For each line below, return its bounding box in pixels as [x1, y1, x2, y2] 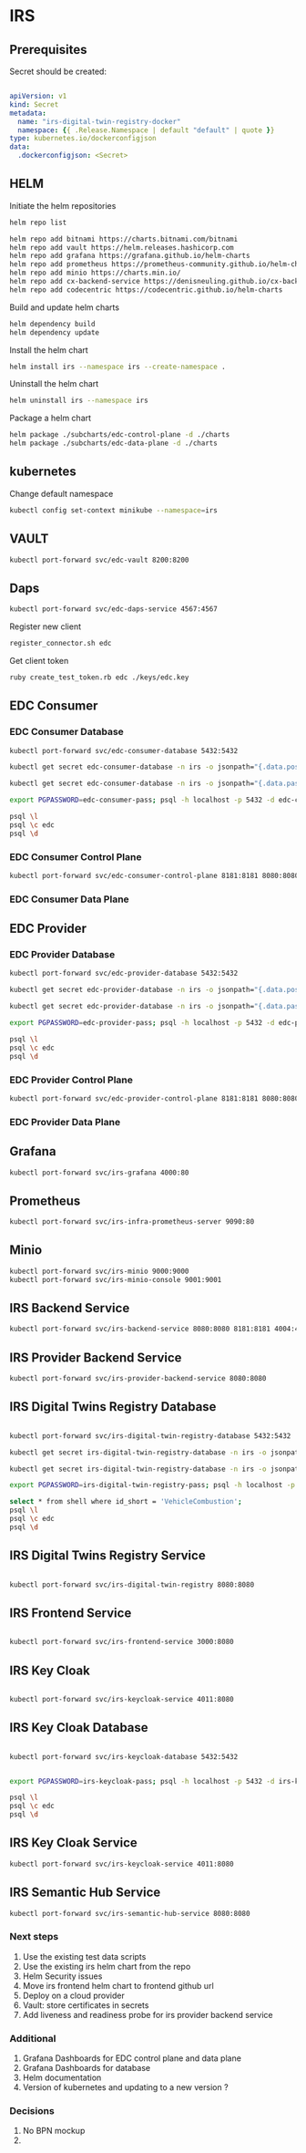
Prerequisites [9, 42, 87, 57]
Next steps [9, 1930, 59, 1943]
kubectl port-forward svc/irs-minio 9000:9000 [9, 1267, 189, 1276]
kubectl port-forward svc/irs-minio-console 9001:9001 [9, 1275, 222, 1284]
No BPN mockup [22, 2126, 86, 2137]
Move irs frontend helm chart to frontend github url [22, 1980, 214, 1991]
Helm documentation [22, 2072, 102, 2084]
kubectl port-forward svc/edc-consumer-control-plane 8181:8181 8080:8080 [9, 871, 300, 880]
